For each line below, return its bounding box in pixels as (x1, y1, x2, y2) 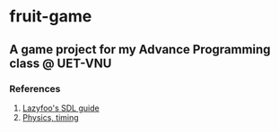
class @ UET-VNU (9, 55, 112, 70)
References (9, 82, 61, 95)
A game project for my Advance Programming (9, 42, 271, 57)
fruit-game (9, 6, 92, 27)
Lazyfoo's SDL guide (22, 103, 100, 113)
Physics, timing (22, 111, 79, 122)
